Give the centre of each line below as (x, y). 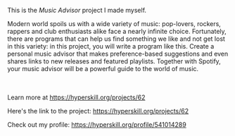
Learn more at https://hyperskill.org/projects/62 (76, 97)
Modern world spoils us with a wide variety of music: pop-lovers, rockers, (114, 24)
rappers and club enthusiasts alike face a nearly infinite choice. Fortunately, (117, 31)
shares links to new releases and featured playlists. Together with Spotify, (114, 61)
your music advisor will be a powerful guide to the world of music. (103, 69)
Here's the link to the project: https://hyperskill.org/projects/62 (98, 111)
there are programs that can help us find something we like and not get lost (116, 39)
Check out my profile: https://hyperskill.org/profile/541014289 (97, 125)
